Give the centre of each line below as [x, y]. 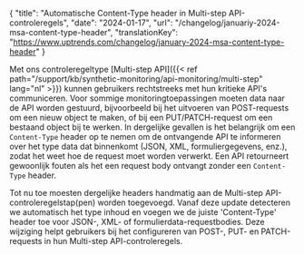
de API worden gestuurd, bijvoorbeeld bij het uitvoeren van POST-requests [149, 108]
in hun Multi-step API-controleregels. [113, 241]
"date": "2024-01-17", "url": [122, 23]
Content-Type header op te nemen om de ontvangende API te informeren [145, 137]
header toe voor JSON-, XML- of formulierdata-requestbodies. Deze [137, 222]
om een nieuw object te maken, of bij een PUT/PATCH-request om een [141, 118]
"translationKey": [147, 32]
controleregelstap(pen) [53, 202]
